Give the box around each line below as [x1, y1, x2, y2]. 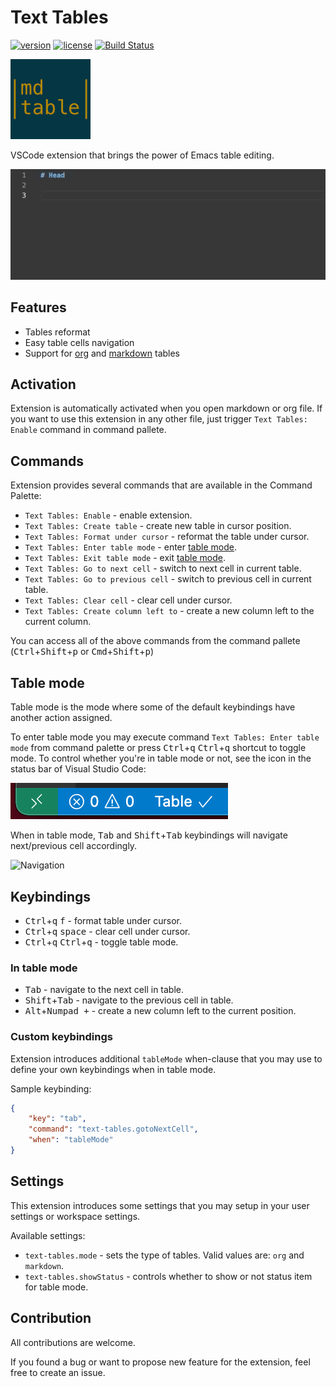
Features [10, 299, 67, 316]
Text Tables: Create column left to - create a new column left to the [24, 605, 315, 617]
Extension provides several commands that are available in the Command [10, 479, 313, 491]
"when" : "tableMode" [28, 1135, 114, 1145]
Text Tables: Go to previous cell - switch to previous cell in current [24, 573, 312, 585]
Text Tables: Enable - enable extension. [24, 509, 193, 521]
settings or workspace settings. [10, 1210, 141, 1222]
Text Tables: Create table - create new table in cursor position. [24, 520, 292, 532]
